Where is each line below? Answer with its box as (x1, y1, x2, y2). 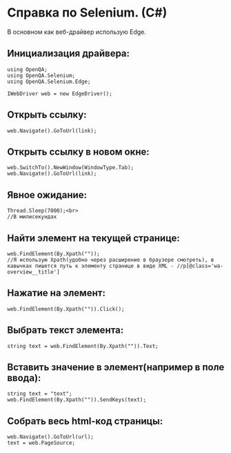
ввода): (7, 372, 41, 384)
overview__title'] (7, 269, 60, 276)
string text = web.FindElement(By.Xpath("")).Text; (7, 343, 159, 349)
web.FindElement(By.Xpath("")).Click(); (7, 305, 125, 312)
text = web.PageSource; (7, 440, 76, 447)
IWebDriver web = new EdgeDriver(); (7, 90, 112, 97)
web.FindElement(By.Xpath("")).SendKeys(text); (7, 396, 147, 403)
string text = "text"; (7, 390, 72, 398)
